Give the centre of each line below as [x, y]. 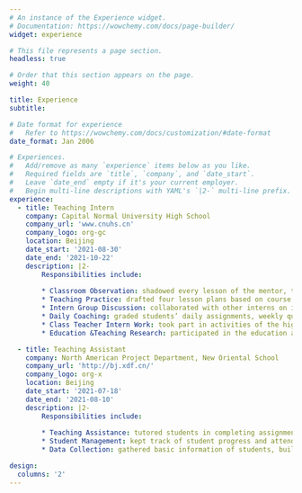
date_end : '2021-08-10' [70, 399]
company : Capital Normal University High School [118, 216]
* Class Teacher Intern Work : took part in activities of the [160, 325]
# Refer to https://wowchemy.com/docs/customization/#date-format [140, 133]
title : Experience [44, 100]
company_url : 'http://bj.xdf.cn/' [90, 366]
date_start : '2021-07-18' [74, 391]
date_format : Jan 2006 [52, 141]
